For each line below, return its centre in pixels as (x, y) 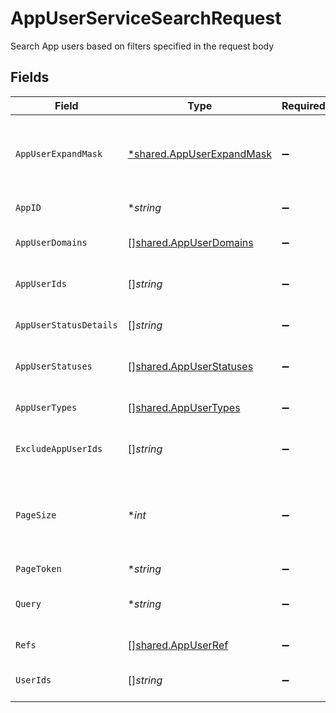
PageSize (36, 515)
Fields (30, 77)
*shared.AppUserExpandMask (199, 154)
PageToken (38, 568)
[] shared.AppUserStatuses (190, 366)
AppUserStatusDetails (66, 325)
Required (303, 105)
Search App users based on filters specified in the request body (142, 46)
